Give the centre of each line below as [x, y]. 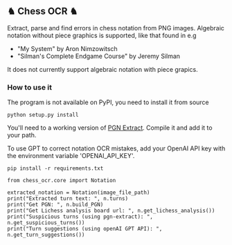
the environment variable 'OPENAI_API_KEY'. [71, 156]
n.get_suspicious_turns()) [46, 223]
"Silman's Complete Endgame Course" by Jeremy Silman [99, 56]
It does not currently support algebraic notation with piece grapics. [103, 69]
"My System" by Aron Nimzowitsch [67, 48]
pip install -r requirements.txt [55, 168]
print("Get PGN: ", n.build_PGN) [55, 205]
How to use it [29, 87]
